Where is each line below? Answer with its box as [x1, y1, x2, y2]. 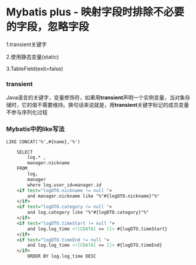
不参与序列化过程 [6, 109, 48, 116]
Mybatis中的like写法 [6, 125, 65, 133]
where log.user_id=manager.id [27, 182, 102, 188]
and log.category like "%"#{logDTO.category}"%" [27, 210, 149, 215]
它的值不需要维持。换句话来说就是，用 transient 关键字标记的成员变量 [21, 102, 190, 109]
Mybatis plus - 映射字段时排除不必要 [6, 5, 185, 19]
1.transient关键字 [6, 41, 47, 48]
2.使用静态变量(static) [6, 53, 59, 60]
